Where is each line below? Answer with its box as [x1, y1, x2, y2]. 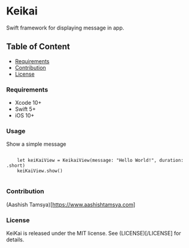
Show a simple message [6, 140, 67, 148]
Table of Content [6, 42, 70, 52]
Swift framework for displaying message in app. [6, 24, 125, 31]
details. [6, 236, 25, 243]
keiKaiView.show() [17, 168, 63, 174]
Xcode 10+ [14, 99, 42, 107]
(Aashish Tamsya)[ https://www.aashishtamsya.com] [6, 200, 136, 208]
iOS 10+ [14, 112, 35, 119]
